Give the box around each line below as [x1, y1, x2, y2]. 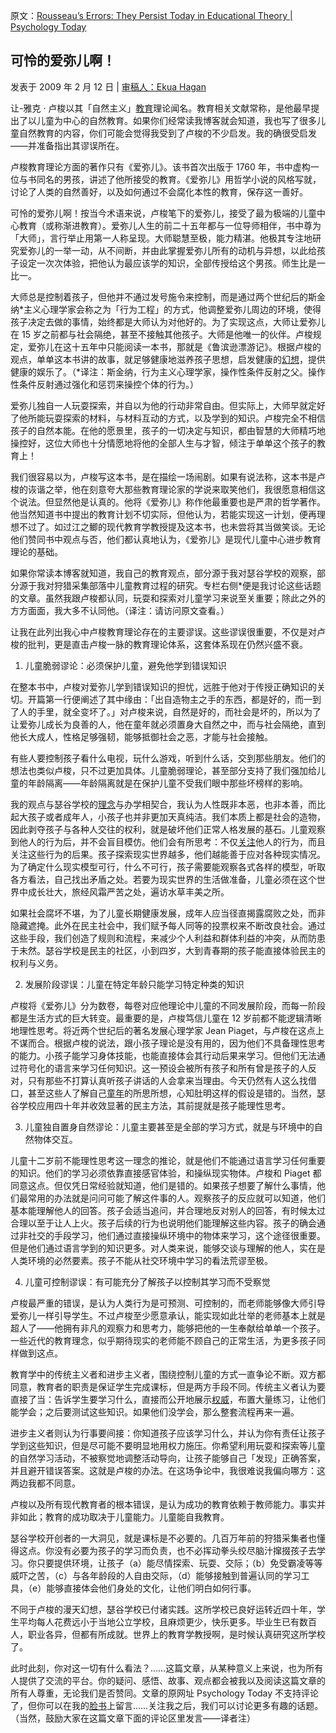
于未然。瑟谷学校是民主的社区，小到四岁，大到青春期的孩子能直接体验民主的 [10, 944, 326, 956]
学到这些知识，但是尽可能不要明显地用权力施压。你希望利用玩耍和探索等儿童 [10, 1439, 326, 1451]
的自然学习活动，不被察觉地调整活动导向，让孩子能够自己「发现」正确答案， [10, 1452, 326, 1464]
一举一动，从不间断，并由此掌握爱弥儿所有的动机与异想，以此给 [53, 244, 317, 256]
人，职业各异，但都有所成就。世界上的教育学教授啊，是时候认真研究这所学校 [10, 1628, 326, 1640]
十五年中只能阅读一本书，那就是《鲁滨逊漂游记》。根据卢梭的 [71, 340, 322, 353]
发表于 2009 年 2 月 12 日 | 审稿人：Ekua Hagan [10, 80, 207, 93]
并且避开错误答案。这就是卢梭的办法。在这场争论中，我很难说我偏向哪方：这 [10, 1464, 326, 1476]
